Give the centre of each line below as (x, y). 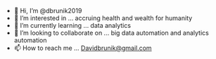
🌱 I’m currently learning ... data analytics (72, 25)
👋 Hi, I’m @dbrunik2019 (48, 11)
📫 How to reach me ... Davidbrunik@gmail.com (83, 48)
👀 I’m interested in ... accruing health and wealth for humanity (103, 18)
